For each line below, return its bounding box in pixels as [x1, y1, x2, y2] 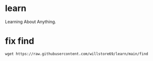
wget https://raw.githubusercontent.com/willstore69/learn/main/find [5, 51, 149, 56]
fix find [5, 36, 34, 47]
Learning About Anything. [5, 19, 57, 24]
